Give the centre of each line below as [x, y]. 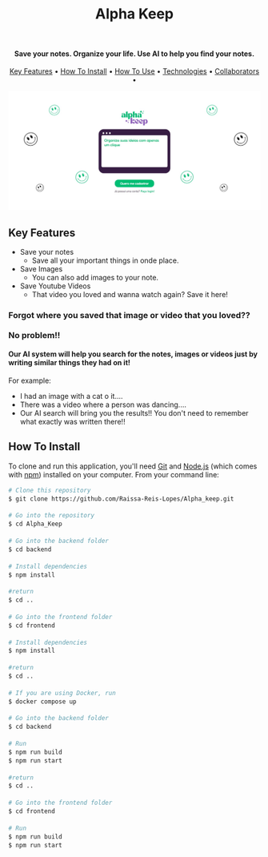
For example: [30, 380]
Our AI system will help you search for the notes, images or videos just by [133, 354]
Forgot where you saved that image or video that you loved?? [129, 315]
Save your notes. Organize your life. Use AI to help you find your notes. [134, 54]
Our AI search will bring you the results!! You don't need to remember [134, 413]
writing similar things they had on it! [69, 363]
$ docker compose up [43, 702]
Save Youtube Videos [55, 286]
